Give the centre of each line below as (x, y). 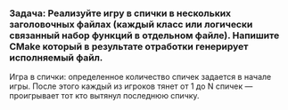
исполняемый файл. (56, 58)
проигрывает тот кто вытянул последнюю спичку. (104, 96)
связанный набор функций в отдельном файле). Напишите (144, 35)
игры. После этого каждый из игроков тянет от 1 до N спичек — (131, 86)
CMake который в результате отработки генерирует (129, 46)
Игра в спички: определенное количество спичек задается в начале (140, 77)
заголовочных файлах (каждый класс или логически (131, 24)
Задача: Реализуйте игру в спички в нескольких (120, 13)
